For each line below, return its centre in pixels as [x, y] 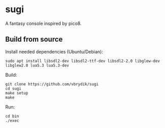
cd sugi [13, 88]
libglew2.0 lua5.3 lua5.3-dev [37, 65]
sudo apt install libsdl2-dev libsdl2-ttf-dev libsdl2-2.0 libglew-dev [82, 61]
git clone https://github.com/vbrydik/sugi [52, 84]
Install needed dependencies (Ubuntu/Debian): [54, 51]
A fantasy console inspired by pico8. [43, 23]
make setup [17, 93]
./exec [12, 120]
